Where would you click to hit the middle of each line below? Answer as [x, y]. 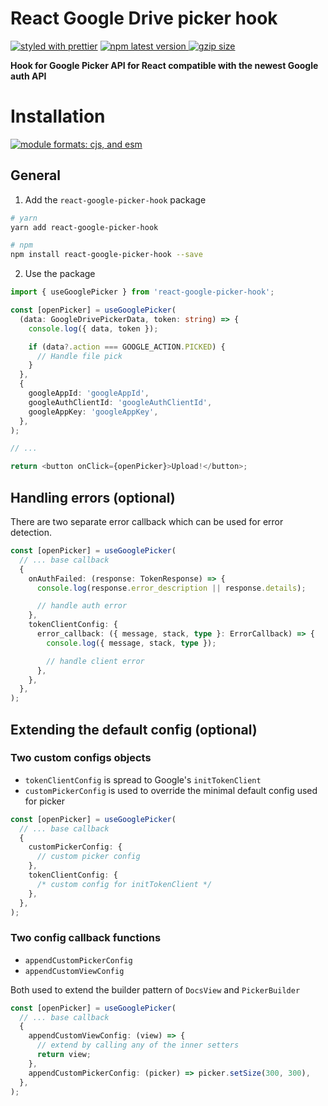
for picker [44, 801]
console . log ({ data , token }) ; [93, 328]
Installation [58, 116]
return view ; [64, 1055]
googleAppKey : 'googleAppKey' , [93, 412]
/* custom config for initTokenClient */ [124, 884]
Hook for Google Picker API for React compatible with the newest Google [164, 65]
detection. [31, 532]
